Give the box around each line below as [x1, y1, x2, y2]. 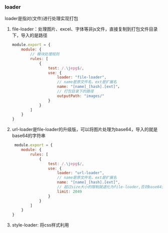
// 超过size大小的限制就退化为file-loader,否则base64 [57, 184, 162, 189]
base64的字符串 [12, 132, 46, 138]
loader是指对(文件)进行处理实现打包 [5, 15, 79, 21]
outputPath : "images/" [57, 93, 105, 98]
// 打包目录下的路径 [57, 89, 94, 94]
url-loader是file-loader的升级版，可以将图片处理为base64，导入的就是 [12, 126, 158, 132]
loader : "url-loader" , [57, 170, 105, 175]
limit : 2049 [57, 189, 82, 194]
